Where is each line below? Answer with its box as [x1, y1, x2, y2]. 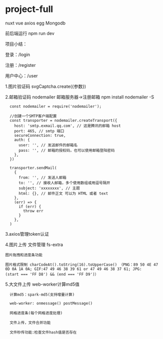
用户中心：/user [5, 72, 38, 78]
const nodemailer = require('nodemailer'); [9, 104, 101, 109]
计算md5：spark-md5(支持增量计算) [9, 292, 75, 297]
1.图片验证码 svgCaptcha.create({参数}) [5, 83, 86, 89]
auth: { [14, 137, 30, 142]
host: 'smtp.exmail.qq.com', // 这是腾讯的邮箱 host [14, 123, 121, 128]
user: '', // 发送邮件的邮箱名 [18, 142, 78, 148]
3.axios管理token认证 [5, 231, 49, 237]
